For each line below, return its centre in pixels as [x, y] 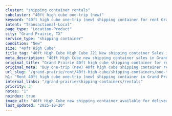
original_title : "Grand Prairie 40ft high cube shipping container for [83, 63]
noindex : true [20, 96]
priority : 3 [18, 86]
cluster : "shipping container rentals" [48, 10]
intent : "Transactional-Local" [39, 24]
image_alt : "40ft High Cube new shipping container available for [78, 101]
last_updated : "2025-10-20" [35, 106]
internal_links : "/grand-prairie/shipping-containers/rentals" [74, 82]
